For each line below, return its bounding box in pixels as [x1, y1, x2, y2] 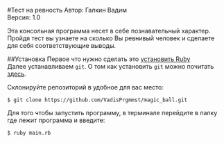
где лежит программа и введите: [7, 116, 105, 124]
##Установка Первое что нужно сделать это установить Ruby [7, 55, 191, 63]
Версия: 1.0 [7, 13, 41, 22]
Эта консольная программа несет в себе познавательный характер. [7, 27, 211, 35]
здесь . [7, 69, 26, 78]
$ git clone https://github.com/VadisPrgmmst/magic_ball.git [7, 96, 188, 103]
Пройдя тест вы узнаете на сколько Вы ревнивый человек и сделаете [7, 34, 215, 42]
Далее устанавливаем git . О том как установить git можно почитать [7, 62, 214, 70]
